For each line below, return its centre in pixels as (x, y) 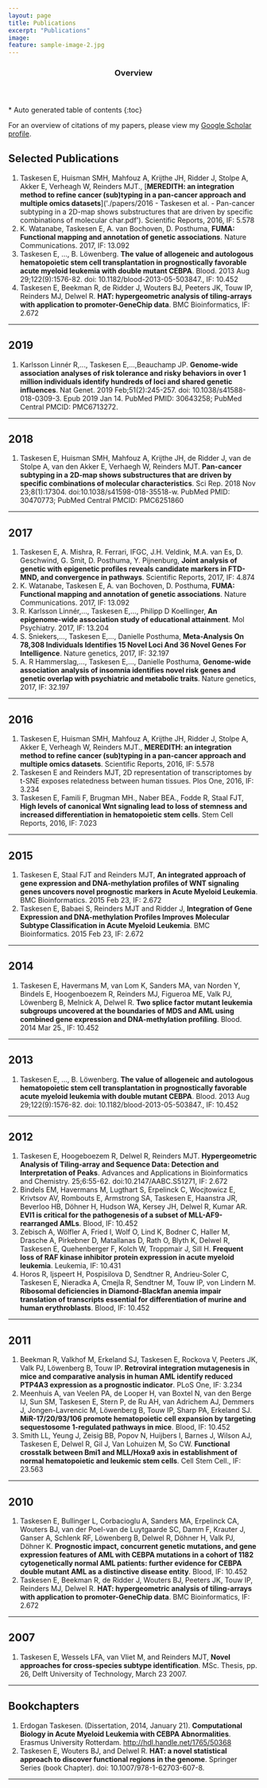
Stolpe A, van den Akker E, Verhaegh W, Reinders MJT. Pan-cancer (131, 466)
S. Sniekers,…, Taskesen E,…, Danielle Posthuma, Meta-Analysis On (132, 637)
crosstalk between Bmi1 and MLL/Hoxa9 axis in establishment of (129, 1453)
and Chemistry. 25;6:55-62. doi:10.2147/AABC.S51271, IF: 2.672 (124, 1182)
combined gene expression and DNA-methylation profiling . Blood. (131, 1019)
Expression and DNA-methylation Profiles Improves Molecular (124, 917)
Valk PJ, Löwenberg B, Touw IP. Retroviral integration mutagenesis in (135, 1368)
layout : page (30, 15)
